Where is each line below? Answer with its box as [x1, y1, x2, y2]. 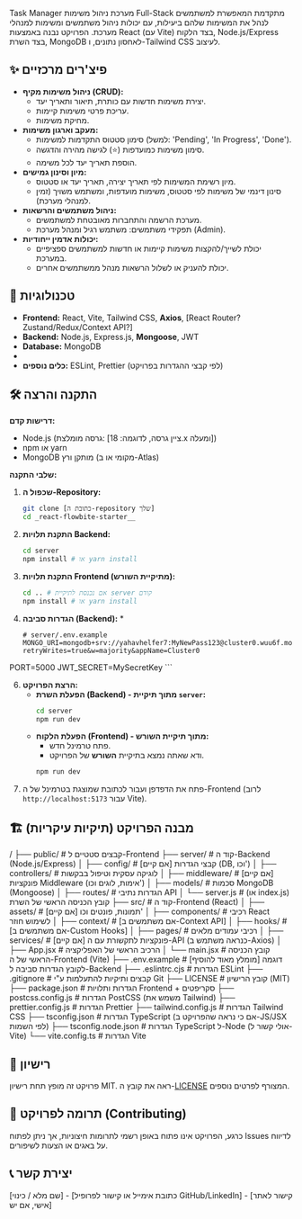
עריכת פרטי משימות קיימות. [35, 105, 129, 116]
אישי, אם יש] [9, 1199, 52, 1210]
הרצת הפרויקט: [22, 679, 78, 690]
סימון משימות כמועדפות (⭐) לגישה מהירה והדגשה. [35, 144, 205, 155]
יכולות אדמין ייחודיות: [22, 233, 99, 244]
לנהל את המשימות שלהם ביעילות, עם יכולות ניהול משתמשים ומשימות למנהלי [9, 17, 270, 28]
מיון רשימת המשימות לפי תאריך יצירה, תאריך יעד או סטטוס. [35, 175, 236, 187]
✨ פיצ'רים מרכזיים [9, 62, 108, 77]
